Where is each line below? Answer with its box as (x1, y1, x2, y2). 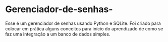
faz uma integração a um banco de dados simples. (5, 31, 110, 37)
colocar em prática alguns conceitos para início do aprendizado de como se (5, 25, 163, 31)
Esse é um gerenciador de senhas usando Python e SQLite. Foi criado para (5, 20, 161, 26)
